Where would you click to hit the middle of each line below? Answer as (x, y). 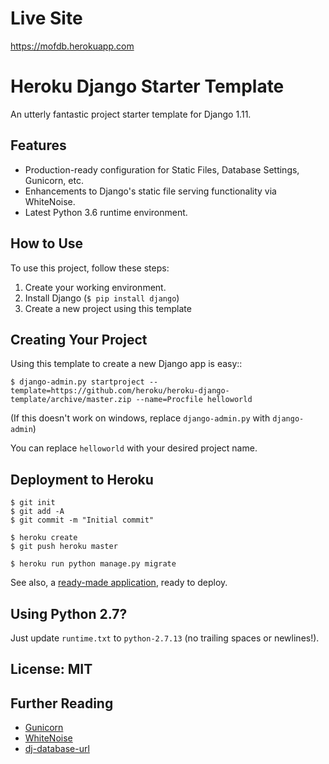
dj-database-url (57, 749)
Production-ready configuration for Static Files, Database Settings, (162, 169)
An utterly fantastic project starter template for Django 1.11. (131, 114)
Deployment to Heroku (82, 479)
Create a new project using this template (108, 308)
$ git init (33, 503)
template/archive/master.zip (71, 400)
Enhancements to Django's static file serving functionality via (150, 191)
